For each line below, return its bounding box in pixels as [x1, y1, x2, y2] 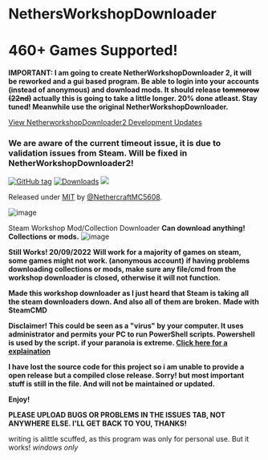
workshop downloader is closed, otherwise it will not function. [8, 273, 221, 283]
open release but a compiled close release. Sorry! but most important [8, 370, 245, 381]
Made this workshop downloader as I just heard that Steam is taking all [8, 289, 249, 298]
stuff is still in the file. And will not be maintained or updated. [8, 379, 215, 389]
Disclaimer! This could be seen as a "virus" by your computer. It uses [8, 321, 244, 331]
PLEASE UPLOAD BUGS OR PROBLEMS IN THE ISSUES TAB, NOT [8, 410, 226, 420]
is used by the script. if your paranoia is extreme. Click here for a [8, 338, 228, 348]
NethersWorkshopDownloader [8, 5, 217, 23]
